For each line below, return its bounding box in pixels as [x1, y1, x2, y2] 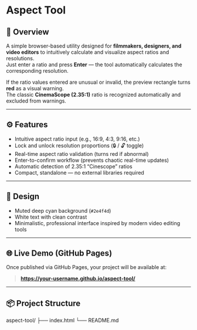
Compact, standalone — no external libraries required [14, 169, 145, 176]
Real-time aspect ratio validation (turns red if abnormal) [14, 150, 149, 157]
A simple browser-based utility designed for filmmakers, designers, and [6, 42, 182, 49]
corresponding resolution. [6, 67, 69, 74]
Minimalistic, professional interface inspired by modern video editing [14, 219, 181, 226]
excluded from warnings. [6, 97, 66, 104]
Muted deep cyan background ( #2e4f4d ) [14, 207, 111, 214]
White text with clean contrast [14, 213, 87, 220]
